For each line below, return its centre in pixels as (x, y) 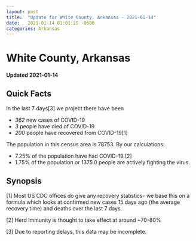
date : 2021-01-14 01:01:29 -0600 (50, 23)
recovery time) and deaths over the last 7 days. (64, 208)
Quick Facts (29, 94)
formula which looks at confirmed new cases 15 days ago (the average (93, 202)
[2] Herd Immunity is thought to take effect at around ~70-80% (84, 220)
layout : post (22, 12)
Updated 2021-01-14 (32, 75)
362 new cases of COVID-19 (50, 120)
